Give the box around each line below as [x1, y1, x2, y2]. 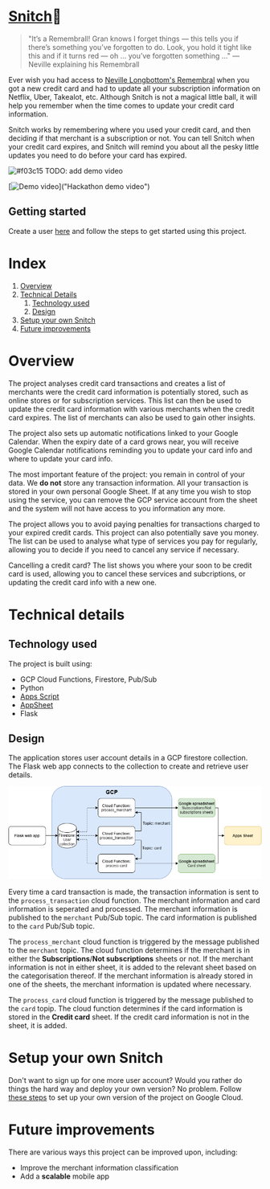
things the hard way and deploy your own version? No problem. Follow [8, 1084, 242, 1094]
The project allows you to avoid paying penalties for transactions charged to [8, 519, 260, 529]
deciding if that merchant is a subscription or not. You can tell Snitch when [8, 133, 255, 143]
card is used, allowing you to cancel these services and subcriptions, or [8, 568, 247, 578]
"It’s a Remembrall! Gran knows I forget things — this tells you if [27, 34, 239, 43]
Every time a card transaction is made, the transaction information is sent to [8, 888, 260, 897]
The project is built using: [8, 658, 92, 668]
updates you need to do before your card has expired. [8, 150, 187, 160]
